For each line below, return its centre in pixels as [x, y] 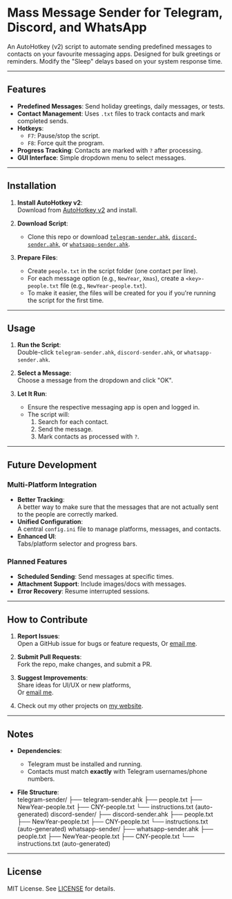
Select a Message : [44, 373]
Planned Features [37, 562]
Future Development [52, 465]
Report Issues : [38, 636]
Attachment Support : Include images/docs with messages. [101, 584]
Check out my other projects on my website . [80, 706]
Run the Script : [39, 345]
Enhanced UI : [37, 537]
